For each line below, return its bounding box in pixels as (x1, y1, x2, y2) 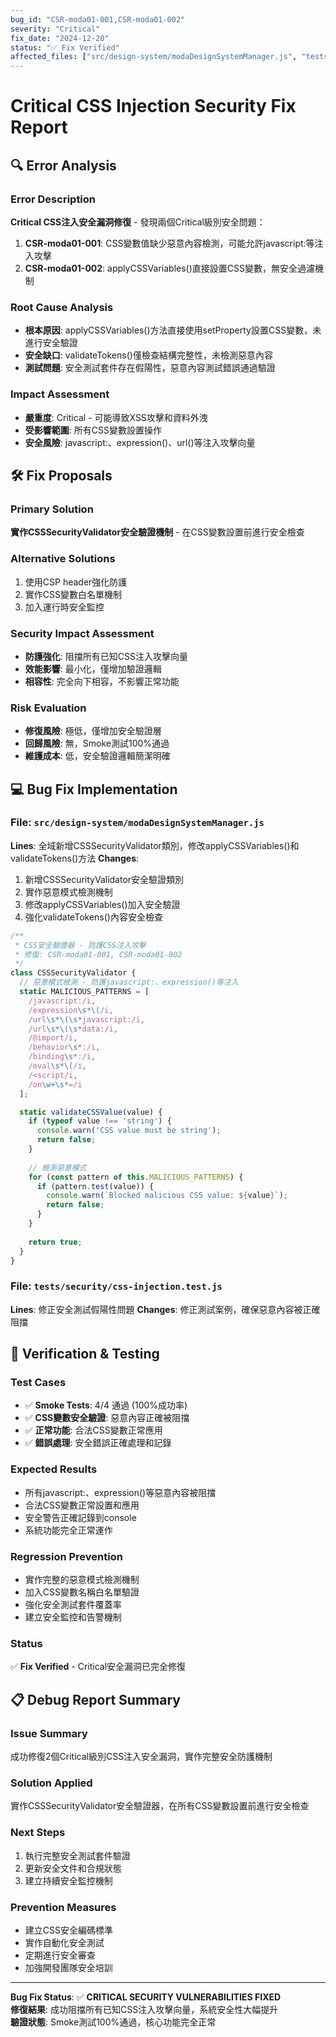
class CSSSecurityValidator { (10, 968, 137, 978)
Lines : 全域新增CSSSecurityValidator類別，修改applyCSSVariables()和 (10, 839, 300, 851)
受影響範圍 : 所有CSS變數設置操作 (24, 424, 162, 436)
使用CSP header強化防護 (24, 576, 128, 588)
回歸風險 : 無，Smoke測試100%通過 (24, 737, 170, 750)
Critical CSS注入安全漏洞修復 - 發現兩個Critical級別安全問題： (10, 216, 266, 228)
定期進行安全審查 (24, 1949, 96, 1961)
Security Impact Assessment (10, 626, 155, 640)
